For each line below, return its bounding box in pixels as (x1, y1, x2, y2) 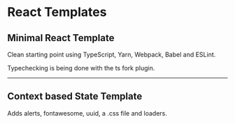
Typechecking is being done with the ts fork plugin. (7, 64, 155, 72)
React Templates (7, 4, 107, 20)
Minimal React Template (7, 32, 115, 44)
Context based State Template (7, 91, 143, 102)
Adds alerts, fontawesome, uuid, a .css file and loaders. (7, 109, 168, 117)
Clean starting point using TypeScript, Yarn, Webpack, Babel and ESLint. (7, 50, 216, 59)
